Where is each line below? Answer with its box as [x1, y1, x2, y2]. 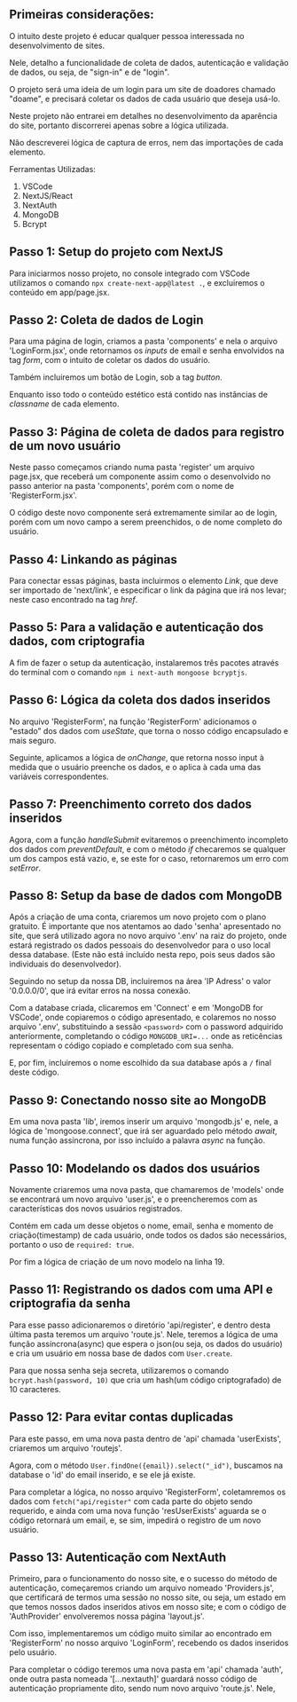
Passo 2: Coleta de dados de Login [9, 312, 204, 327]
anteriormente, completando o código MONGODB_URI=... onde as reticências [9, 1031, 283, 1042]
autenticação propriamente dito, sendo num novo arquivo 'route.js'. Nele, [9, 1683, 277, 1694]
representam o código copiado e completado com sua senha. [9, 1040, 234, 1051]
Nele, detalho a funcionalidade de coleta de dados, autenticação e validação [9, 57, 289, 67]
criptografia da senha [9, 1296, 131, 1312]
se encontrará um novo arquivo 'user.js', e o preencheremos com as [9, 1194, 258, 1204]
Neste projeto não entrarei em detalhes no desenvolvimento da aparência [9, 110, 277, 121]
